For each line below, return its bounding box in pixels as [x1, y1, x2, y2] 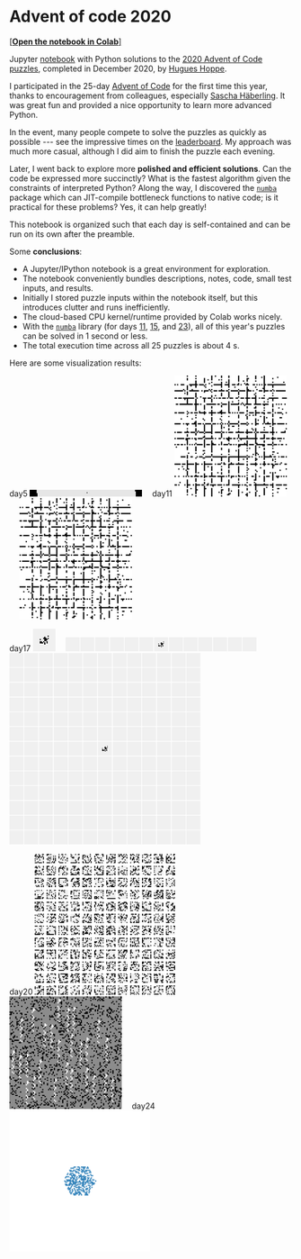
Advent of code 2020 [9, 6, 173, 27]
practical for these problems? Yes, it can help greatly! [9, 201, 207, 213]
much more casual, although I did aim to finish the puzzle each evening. [9, 146, 276, 157]
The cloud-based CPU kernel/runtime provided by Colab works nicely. [22, 311, 283, 322]
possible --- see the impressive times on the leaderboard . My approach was [9, 136, 292, 147]
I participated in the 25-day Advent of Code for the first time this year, [9, 80, 268, 91]
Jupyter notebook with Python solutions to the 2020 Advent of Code [9, 53, 263, 64]
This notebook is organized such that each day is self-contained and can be [9, 219, 291, 230]
